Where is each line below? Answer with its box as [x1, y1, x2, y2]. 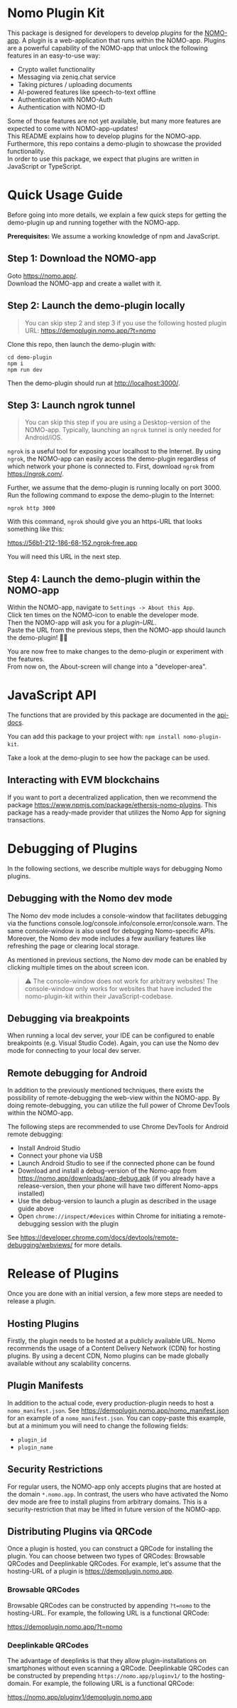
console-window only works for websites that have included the [24, 984, 212, 992]
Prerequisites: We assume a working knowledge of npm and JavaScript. [7, 231, 220, 240]
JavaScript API [7, 687, 97, 703]
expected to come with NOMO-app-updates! [7, 124, 138, 132]
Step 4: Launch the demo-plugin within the [7, 573, 201, 585]
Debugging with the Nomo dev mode [7, 892, 172, 905]
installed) [17, 1189, 45, 1198]
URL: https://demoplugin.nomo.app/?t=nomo [24, 326, 156, 335]
